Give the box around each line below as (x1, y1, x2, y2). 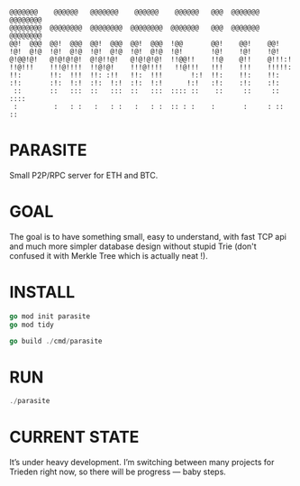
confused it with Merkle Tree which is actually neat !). (9, 250, 209, 261)
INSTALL (9, 282, 76, 303)
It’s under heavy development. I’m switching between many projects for (9, 457, 275, 468)
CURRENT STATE (9, 427, 140, 447)
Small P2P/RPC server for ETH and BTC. (9, 170, 159, 180)
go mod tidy (9, 320, 54, 329)
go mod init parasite (9, 311, 91, 321)
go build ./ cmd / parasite (9, 336, 103, 345)
